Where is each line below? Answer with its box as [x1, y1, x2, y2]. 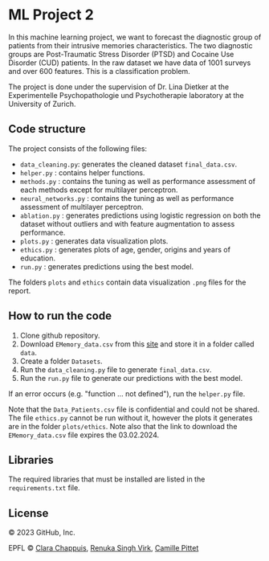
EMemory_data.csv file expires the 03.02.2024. [8, 430, 160, 440]
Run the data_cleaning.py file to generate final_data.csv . [19, 364, 212, 375]
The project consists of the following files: [8, 143, 147, 154]
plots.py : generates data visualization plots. [19, 235, 169, 246]
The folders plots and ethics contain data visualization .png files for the [8, 277, 247, 287]
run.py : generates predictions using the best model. [19, 261, 194, 271]
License [8, 506, 49, 520]
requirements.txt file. [8, 483, 80, 493]
